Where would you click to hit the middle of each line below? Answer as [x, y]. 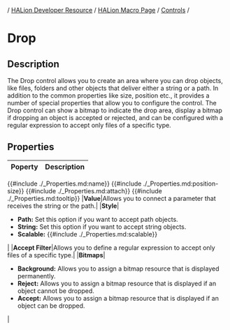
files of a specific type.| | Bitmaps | [56, 255]
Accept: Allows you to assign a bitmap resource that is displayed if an [118, 298]
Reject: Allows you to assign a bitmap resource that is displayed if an [117, 283]
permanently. [36, 276]
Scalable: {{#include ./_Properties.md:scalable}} [87, 234]
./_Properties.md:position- [181, 183]
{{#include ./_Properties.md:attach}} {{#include [94, 190]
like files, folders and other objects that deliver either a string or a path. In [113, 88]
